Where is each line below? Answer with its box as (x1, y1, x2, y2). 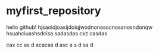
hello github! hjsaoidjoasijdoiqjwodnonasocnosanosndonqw (6, 24, 153, 31)
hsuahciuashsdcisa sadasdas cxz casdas (6, 29, 107, 37)
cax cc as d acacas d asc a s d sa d (6, 41, 93, 48)
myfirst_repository (6, 4, 101, 18)
